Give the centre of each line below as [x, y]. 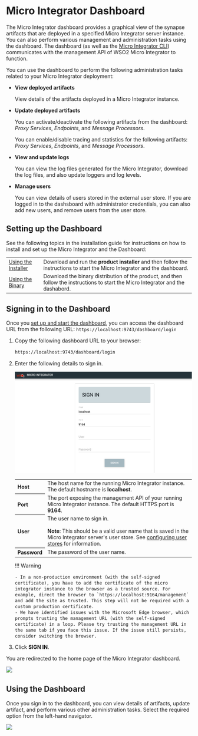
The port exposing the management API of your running [115, 498]
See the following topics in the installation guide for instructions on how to [96, 243]
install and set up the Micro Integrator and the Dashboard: [76, 249]
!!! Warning [28, 565]
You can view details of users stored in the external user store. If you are [103, 197]
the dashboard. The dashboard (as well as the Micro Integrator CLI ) [88, 46]
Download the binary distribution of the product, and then [113, 276]
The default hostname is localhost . [90, 490]
